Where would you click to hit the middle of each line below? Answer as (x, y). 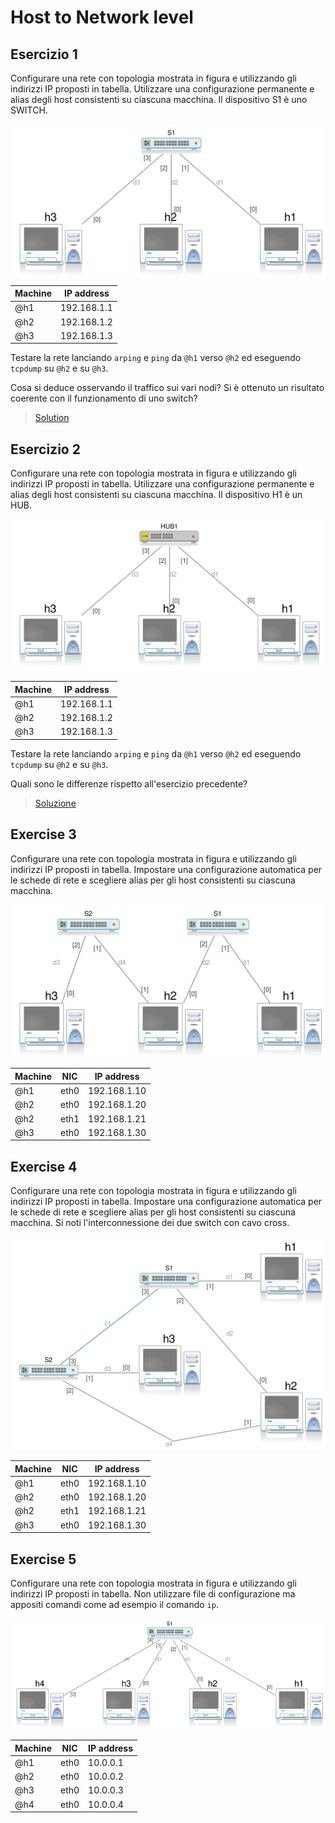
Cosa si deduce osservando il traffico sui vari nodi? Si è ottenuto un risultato (167, 388)
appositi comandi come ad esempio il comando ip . (114, 1604)
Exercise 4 (44, 1166)
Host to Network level (102, 17)
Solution (52, 418)
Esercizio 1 (44, 54)
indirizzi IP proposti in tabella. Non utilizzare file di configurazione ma (153, 1593)
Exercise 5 (43, 1559)
